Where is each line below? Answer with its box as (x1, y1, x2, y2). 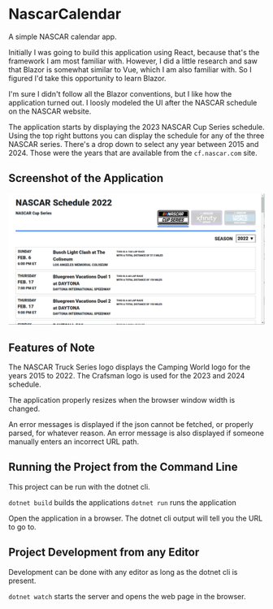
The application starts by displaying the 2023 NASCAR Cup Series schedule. (8, 122, 265, 132)
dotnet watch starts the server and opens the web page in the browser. (8, 591, 246, 601)
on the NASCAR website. (8, 106, 92, 116)
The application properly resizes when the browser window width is (8, 395, 236, 404)
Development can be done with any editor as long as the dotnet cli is (8, 567, 238, 577)
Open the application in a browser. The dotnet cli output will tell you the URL (8, 513, 263, 523)
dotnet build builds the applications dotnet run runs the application (8, 497, 237, 508)
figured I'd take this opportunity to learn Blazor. (8, 73, 167, 83)
